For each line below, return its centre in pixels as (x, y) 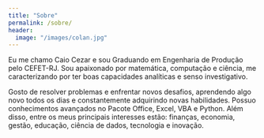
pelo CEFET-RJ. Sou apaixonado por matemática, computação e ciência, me (132, 69)
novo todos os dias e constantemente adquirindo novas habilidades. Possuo (132, 100)
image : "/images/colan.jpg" (62, 37)
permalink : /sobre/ (40, 23)
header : (21, 30)
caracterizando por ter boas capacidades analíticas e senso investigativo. (128, 76)
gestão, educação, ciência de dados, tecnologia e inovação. (106, 125)
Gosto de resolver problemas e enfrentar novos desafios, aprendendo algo (130, 92)
